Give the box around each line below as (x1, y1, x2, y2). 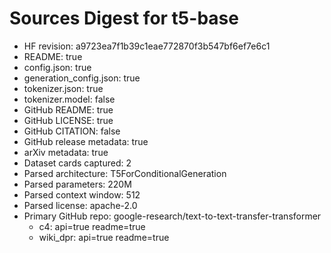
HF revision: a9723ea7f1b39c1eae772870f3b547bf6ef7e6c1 (23, 40, 271, 52)
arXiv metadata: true (23, 146, 109, 158)
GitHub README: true (23, 103, 114, 116)
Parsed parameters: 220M (23, 178, 132, 190)
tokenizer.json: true (23, 82, 104, 94)
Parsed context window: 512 (23, 188, 141, 201)
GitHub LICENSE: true (23, 114, 114, 126)
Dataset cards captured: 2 (23, 157, 132, 169)
